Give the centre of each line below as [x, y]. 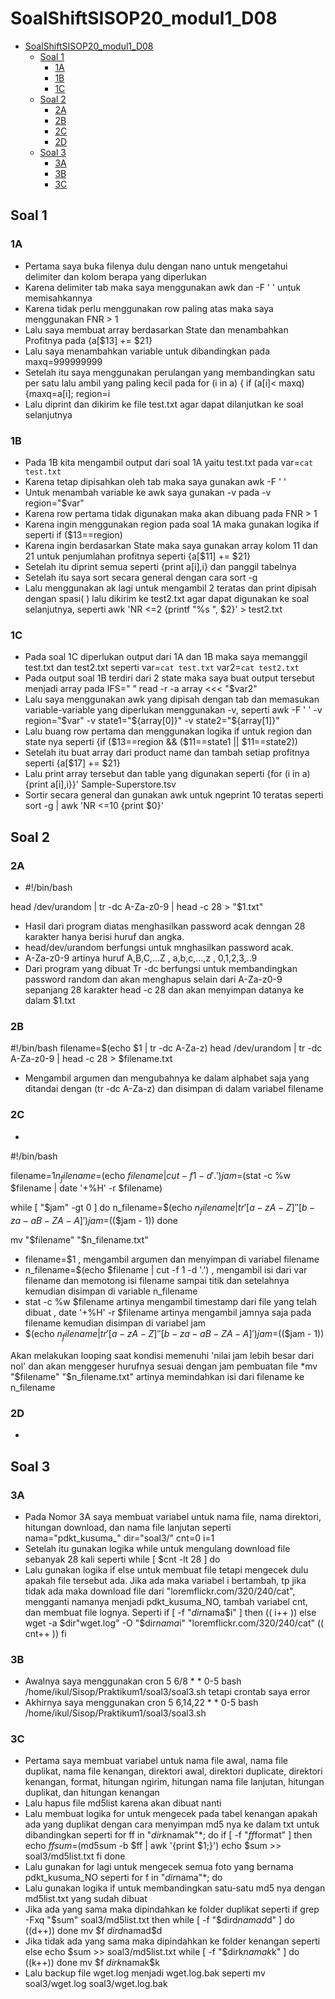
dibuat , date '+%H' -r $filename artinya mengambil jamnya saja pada [168, 1313]
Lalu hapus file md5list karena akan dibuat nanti [123, 1803]
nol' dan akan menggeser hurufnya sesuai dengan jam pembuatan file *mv [164, 1366]
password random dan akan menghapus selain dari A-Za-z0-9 [153, 979]
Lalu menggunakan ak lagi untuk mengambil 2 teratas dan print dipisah [170, 588]
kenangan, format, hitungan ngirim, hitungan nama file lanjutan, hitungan [174, 1782]
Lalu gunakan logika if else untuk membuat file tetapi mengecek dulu [166, 1569]
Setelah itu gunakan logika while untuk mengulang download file [157, 1548]
